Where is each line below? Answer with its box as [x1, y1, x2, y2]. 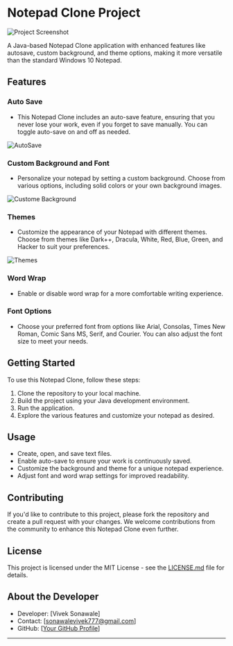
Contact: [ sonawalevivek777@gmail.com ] [17, 616, 137, 625]
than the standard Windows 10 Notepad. [7, 56, 123, 64]
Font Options [7, 307, 52, 316]
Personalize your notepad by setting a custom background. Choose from [17, 173, 225, 182]
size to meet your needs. [17, 337, 89, 345]
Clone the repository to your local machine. [17, 389, 141, 397]
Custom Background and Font [7, 158, 110, 168]
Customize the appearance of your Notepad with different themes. [17, 228, 208, 237]
